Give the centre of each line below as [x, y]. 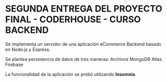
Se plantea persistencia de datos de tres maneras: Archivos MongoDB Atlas [83, 59]
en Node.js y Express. [28, 49]
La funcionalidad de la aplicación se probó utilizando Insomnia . [71, 74]
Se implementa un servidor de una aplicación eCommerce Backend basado [83, 44]
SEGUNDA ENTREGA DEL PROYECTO [84, 9]
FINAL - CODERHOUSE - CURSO [73, 19]
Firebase [14, 64]
